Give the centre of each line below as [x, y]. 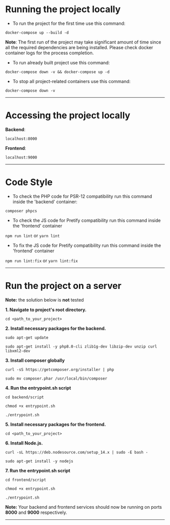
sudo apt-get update [27, 337]
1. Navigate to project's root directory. [46, 310]
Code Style [29, 182]
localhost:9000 [21, 157]
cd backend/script [25, 397]
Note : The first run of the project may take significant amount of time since [83, 42]
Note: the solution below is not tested [45, 299]
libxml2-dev [18, 351]
